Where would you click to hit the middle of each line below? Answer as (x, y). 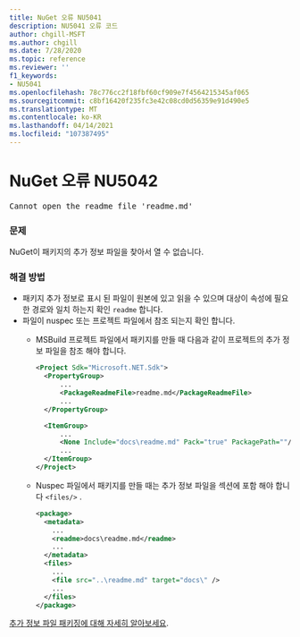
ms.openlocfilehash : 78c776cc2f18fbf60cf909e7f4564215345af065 (129, 92)
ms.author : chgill (43, 42)
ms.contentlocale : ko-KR (55, 117)
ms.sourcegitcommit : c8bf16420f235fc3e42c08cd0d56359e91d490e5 (129, 101)
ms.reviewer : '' (39, 68)
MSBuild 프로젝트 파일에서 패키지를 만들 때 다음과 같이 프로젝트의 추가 (158, 340)
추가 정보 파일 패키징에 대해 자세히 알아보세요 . (89, 624)
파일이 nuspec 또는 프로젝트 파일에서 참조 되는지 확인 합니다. (129, 321)
